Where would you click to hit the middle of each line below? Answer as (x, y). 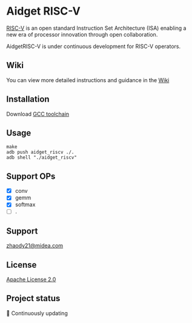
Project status (33, 298)
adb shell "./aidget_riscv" (42, 158)
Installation (28, 99)
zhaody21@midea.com (35, 246)
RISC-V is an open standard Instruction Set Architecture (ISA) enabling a (96, 28)
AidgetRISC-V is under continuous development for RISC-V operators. (93, 46)
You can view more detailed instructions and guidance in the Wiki (88, 80)
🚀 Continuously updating (37, 313)
